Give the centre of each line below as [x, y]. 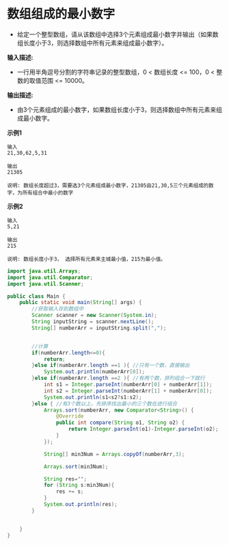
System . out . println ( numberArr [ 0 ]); [94, 372]
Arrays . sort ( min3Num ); [76, 466]
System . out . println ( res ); [80, 505]
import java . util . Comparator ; [50, 277]
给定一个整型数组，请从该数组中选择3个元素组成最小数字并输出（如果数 [118, 34]
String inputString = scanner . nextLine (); [93, 322]
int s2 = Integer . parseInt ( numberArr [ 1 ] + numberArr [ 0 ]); [128, 391]
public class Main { [37, 296]
